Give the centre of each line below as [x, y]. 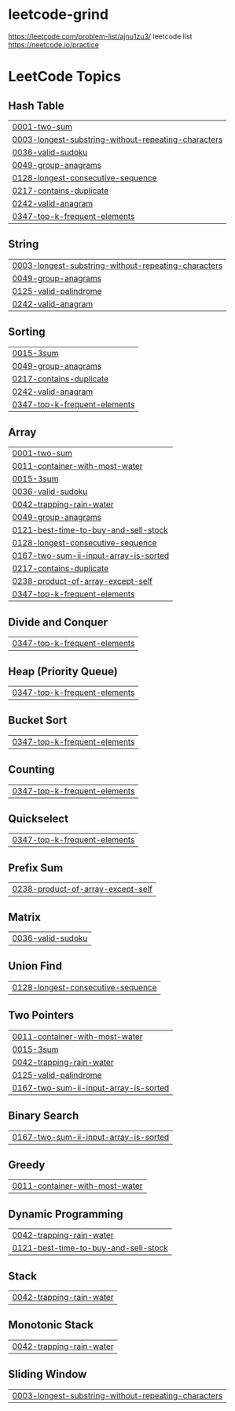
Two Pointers [41, 1015]
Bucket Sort [38, 720]
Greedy [27, 1165]
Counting [31, 770]
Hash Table [36, 105]
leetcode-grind [58, 15]
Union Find [35, 966]
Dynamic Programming [66, 1214]
